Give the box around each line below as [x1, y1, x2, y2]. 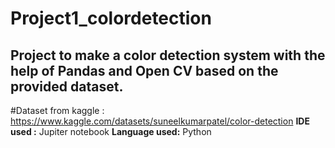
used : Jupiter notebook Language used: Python [10, 126, 212, 137]
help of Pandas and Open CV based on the [10, 62, 279, 79]
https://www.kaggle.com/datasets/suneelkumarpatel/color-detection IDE [10, 115, 310, 127]
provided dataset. [10, 78, 124, 95]
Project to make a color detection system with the [10, 47, 326, 64]
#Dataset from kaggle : [10, 105, 105, 116]
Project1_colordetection [10, 7, 212, 30]
